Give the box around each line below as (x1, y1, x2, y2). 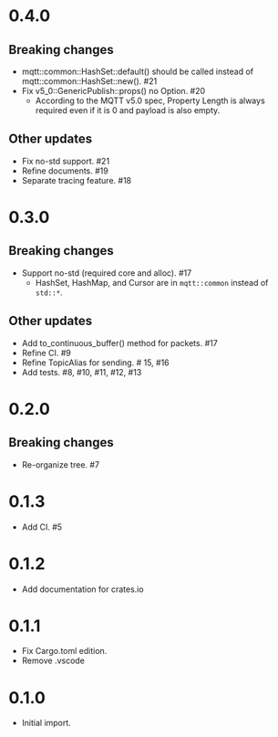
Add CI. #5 (21, 521, 63, 532)
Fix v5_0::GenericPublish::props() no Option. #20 (21, 86, 206, 96)
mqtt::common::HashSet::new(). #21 (21, 76, 158, 87)
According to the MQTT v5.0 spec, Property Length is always (35, 95, 265, 106)
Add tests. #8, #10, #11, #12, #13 (21, 366, 142, 377)
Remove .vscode (21, 655, 86, 667)
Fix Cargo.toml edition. (21, 646, 108, 657)
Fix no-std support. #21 (21, 155, 110, 166)
